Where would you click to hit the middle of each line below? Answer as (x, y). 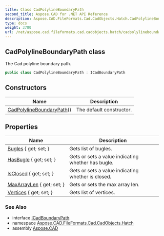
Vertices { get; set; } (30, 193)
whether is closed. (90, 177)
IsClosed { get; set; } (31, 174)
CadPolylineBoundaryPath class (55, 52)
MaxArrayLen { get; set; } (36, 184)
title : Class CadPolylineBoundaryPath (44, 9)
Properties (21, 127)
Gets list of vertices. (92, 193)
